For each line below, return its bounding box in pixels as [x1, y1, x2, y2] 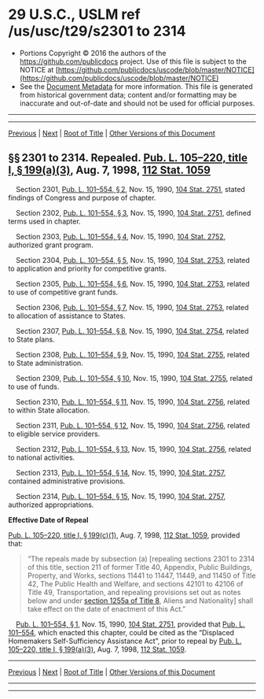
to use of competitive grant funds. [8, 287, 119, 297]
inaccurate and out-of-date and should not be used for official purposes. [19, 98, 255, 108]
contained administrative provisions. [8, 476, 126, 486]
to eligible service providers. [8, 429, 101, 438]
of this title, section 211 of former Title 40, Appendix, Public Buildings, [27, 562, 253, 571]
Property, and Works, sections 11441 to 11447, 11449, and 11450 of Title [27, 571, 256, 580]
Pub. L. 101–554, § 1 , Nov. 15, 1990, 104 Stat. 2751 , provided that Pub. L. [15, 619, 245, 629]
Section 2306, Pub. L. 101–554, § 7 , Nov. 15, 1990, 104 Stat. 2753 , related [15, 302, 249, 312]
